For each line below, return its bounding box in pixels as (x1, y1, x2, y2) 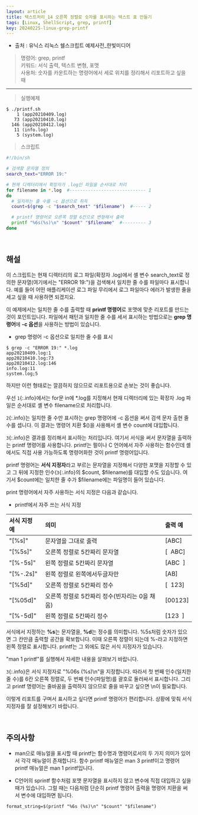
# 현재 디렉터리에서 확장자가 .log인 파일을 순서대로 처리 (6, 182, 127, 187)
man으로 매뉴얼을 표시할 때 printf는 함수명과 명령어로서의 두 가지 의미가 (14, 750, 180, 757)
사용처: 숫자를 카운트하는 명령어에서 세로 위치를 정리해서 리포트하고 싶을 (20, 69, 186, 77)
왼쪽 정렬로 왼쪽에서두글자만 (45, 570, 119, 578)
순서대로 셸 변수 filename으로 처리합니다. (16, 401, 112, 408)
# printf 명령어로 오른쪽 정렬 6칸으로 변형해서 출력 (11, 215, 124, 220)
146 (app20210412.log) (11, 122, 67, 128)
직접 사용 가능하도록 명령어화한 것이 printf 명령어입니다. (21, 448, 150, 456)
